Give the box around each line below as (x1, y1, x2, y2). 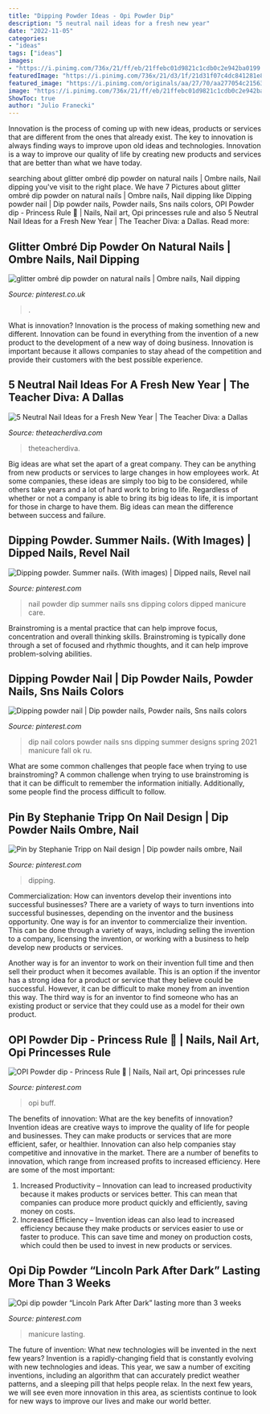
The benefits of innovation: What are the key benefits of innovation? (8, 1113, 233, 1123)
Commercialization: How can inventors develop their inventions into (8, 891, 231, 901)
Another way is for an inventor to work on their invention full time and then (8, 958, 255, 968)
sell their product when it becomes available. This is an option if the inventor (8, 967, 261, 977)
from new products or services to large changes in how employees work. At (8, 467, 260, 477)
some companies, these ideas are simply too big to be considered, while (8, 476, 248, 486)
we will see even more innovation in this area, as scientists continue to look (8, 1387, 257, 1397)
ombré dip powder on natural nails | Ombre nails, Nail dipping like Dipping (8, 191, 252, 201)
